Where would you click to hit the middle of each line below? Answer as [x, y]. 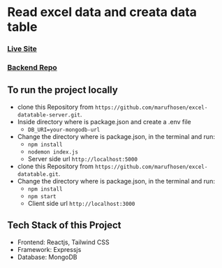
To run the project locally [63, 90]
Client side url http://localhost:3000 [81, 203]
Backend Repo [32, 68]
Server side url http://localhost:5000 [83, 158]
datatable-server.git [49, 115]
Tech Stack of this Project [64, 225]
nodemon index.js [53, 152]
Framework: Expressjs [49, 249]
